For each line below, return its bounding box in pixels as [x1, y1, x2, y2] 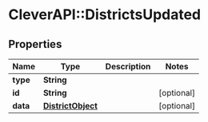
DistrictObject [42, 100, 98, 111]
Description [105, 61, 151, 72]
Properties [8, 37, 62, 51]
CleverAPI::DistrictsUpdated [8, 6, 202, 24]
